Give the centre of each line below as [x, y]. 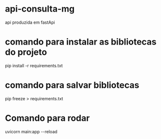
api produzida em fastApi [30, 22]
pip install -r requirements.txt [34, 65]
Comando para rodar [47, 118]
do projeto [26, 52]
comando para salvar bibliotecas [72, 85]
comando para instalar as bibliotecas [81, 42]
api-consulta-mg [40, 9]
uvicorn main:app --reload [31, 131]
